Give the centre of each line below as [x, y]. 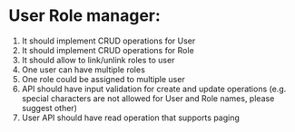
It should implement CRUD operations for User [108, 41]
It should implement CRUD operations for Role [108, 50]
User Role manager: [84, 16]
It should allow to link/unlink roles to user [98, 60]
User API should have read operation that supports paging [130, 118]
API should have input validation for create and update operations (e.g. [154, 89]
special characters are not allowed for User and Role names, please [148, 98]
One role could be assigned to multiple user [103, 79]
